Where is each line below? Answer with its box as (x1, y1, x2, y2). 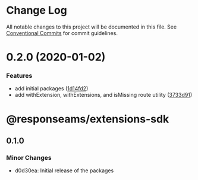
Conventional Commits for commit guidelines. (6, 29, 118, 36)
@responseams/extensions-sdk (6, 112, 169, 125)
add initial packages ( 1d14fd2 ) (14, 85, 89, 92)
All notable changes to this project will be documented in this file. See (6, 23, 177, 30)
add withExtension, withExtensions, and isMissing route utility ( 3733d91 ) (14, 91, 192, 99)
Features (6, 72, 33, 80)
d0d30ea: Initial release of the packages (14, 167, 114, 174)
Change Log (6, 4, 67, 17)
